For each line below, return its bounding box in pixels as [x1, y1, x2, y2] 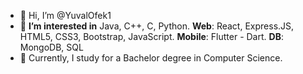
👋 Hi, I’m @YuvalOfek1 [19, 10, 112, 21]
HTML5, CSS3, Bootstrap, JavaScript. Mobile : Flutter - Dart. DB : [19, 31, 284, 42]
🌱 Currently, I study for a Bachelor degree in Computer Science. [19, 52, 283, 64]
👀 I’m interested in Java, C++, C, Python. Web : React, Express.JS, [19, 20, 295, 32]
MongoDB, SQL [19, 41, 84, 53]
